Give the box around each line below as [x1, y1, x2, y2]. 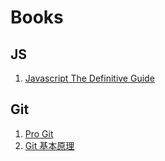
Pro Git [24, 127, 54, 140]
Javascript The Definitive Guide [24, 72, 155, 84]
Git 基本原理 [24, 139, 75, 151]
